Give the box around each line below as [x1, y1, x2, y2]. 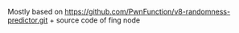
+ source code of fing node [49, 15, 141, 25]
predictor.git [7, 15, 48, 25]
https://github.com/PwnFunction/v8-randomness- [64, 7, 231, 16]
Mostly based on [7, 7, 64, 16]
